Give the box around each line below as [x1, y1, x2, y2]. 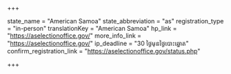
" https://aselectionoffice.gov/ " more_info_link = [7, 32, 142, 40]
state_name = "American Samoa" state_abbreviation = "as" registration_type [7, 17, 224, 25]
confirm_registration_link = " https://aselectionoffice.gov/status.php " [7, 47, 201, 55]
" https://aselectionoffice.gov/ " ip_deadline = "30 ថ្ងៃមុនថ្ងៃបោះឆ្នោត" [7, 39, 190, 47]
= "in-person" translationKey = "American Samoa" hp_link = [7, 25, 177, 32]
